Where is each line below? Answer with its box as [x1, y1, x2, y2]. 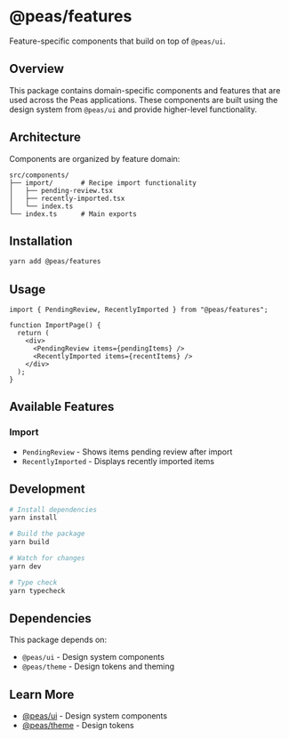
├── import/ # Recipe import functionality [9, 178, 197, 188]
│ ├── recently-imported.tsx [9, 194, 125, 203]
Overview [9, 61, 65, 76]
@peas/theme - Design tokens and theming [21, 661, 175, 672]
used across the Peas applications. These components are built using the [9, 94, 278, 105]
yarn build [9, 538, 50, 547]
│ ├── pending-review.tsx [9, 186, 114, 195]
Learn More [9, 687, 75, 702]
